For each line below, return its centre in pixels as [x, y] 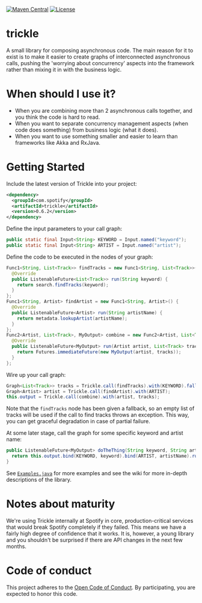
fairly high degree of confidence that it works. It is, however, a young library [100, 533]
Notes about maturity [61, 504]
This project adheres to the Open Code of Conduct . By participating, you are [101, 587]
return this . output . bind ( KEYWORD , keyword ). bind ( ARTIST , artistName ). [102, 456]
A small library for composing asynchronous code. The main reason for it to [100, 50]
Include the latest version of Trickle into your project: [72, 183]
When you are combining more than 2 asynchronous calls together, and [103, 110]
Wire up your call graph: [36, 374]
